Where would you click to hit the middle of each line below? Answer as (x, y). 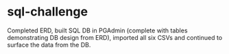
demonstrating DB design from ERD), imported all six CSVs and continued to (115, 37)
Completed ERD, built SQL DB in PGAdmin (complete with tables (97, 30)
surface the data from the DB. (49, 45)
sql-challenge (47, 12)
